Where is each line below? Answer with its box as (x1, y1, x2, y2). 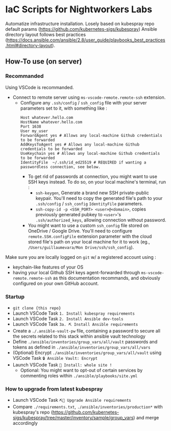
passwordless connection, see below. (20, 164, 101, 170)
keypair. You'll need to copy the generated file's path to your (35, 195, 163, 201)
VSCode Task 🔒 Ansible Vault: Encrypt (12, 355, 98, 361)
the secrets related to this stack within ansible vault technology (12, 333, 145, 339)
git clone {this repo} (12, 305, 61, 311)
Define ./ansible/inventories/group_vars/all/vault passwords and (12, 338, 158, 344)
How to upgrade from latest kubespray (5, 385, 103, 393)
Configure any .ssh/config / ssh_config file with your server (20, 99, 147, 106)
